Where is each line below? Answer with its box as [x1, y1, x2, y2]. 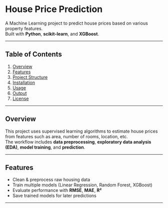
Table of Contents [5, 50, 62, 59]
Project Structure [12, 74, 48, 80]
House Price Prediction [5, 4, 103, 15]
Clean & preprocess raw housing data [12, 177, 90, 183]
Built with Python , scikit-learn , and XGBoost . [5, 31, 99, 37]
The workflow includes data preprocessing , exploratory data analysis [5, 139, 151, 145]
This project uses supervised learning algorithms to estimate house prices [5, 128, 158, 134]
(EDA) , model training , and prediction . [5, 144, 85, 150]
